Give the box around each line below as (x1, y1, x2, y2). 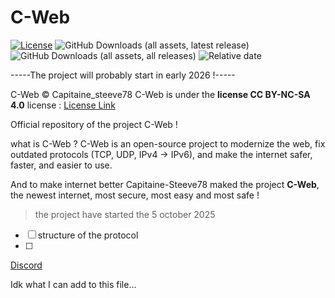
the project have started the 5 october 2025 (34, 208, 216, 220)
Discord (10, 259, 43, 271)
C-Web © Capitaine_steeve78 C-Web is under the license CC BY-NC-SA (10, 88, 311, 100)
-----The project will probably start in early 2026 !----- (10, 69, 236, 81)
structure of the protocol (37, 229, 139, 241)
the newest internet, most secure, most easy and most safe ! (10, 189, 260, 201)
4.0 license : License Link (10, 99, 116, 111)
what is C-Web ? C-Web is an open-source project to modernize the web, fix (10, 137, 326, 150)
